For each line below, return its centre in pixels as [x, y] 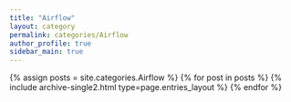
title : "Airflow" [42, 18]
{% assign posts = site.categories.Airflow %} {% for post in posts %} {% [146, 77]
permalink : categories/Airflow [69, 35]
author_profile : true [51, 43]
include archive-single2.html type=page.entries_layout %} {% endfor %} [146, 87]
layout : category [42, 26]
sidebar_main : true [47, 52]
